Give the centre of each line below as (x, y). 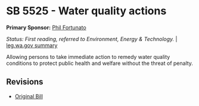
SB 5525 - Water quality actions (86, 11)
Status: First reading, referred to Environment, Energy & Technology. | (92, 39)
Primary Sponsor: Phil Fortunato (46, 27)
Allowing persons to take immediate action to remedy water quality (88, 57)
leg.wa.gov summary (32, 45)
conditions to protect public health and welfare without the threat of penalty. (100, 63)
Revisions (25, 82)
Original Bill (29, 96)
